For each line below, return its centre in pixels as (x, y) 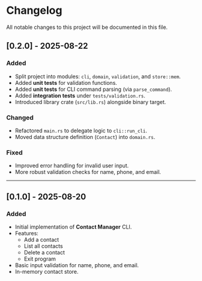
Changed (20, 117)
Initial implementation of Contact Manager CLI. (73, 227)
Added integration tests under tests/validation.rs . (80, 95)
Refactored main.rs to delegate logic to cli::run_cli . (81, 131)
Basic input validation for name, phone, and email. (77, 265)
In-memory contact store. (47, 271)
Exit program (40, 259)
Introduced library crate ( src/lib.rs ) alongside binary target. (90, 102)
